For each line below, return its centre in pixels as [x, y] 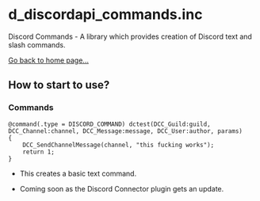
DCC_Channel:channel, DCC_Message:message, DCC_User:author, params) [126, 131]
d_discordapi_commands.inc [105, 15]
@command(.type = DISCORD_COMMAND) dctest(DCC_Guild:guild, [110, 124]
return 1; [39, 152]
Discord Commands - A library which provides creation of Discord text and [130, 36]
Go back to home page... [49, 60]
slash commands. [37, 44]
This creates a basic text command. [78, 173]
